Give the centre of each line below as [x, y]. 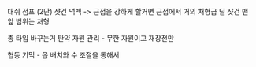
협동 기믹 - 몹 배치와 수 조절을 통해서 [63, 55]
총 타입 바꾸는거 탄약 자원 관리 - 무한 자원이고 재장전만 [91, 38]
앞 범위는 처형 [29, 21]
